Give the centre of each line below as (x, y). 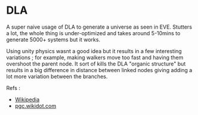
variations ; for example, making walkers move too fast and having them (95, 57)
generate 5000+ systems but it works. (53, 39)
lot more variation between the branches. (57, 76)
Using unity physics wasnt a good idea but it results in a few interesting (94, 51)
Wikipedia (27, 100)
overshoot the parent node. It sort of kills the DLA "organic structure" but (96, 64)
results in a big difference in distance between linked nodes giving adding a (99, 70)
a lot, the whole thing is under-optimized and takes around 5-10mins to (93, 33)
